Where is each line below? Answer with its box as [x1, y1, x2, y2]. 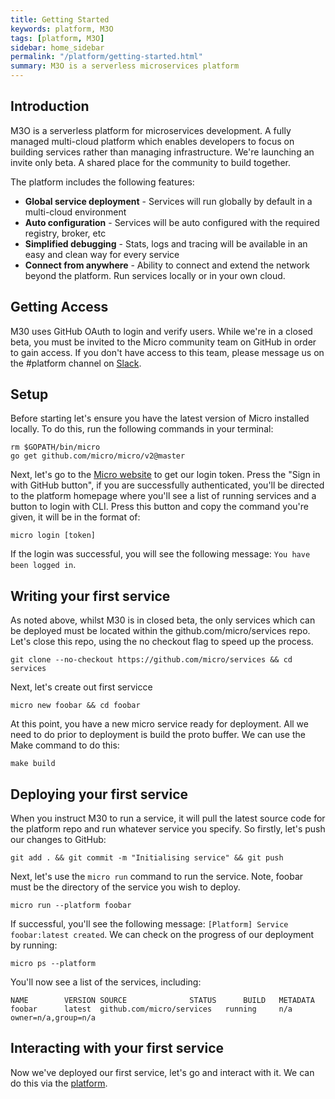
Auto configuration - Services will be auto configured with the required [24, 216, 320, 228]
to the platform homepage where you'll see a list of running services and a [10, 490, 317, 502]
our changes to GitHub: [10, 834, 107, 846]
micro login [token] [10, 531, 97, 541]
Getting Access [10, 299, 109, 316]
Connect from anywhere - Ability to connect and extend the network [24, 259, 311, 271]
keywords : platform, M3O [10, 24, 114, 34]
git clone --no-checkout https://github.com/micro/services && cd [10, 655, 293, 665]
